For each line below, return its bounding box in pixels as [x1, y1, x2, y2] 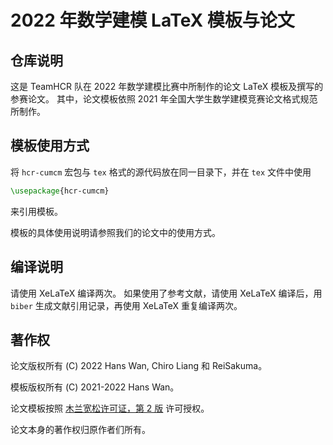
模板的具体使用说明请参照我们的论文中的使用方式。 [10, 226, 221, 238]
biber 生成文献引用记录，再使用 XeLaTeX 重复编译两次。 [10, 299, 243, 311]
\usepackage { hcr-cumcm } [10, 186, 110, 196]
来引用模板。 [10, 205, 63, 217]
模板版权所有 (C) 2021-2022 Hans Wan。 [10, 381, 180, 393]
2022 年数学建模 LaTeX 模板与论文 [10, 9, 295, 32]
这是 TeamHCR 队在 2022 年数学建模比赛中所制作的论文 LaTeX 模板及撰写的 [10, 81, 324, 92]
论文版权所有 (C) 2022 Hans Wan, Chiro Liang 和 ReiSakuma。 [10, 360, 268, 372]
